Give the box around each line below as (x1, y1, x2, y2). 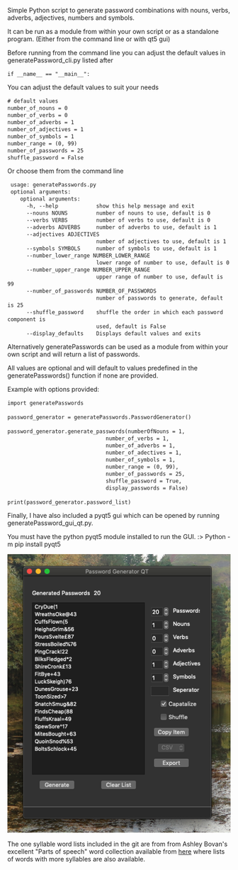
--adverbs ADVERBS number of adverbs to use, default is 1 (25, 224, 217, 231)
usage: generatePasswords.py (10, 181, 97, 188)
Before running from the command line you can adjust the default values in (7, 49, 226, 57)
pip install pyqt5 (14, 540, 62, 548)
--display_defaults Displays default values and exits (25, 330, 201, 337)
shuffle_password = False (7, 154, 84, 162)
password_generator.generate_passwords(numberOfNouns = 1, (7, 428, 186, 435)
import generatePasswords (7, 400, 84, 407)
